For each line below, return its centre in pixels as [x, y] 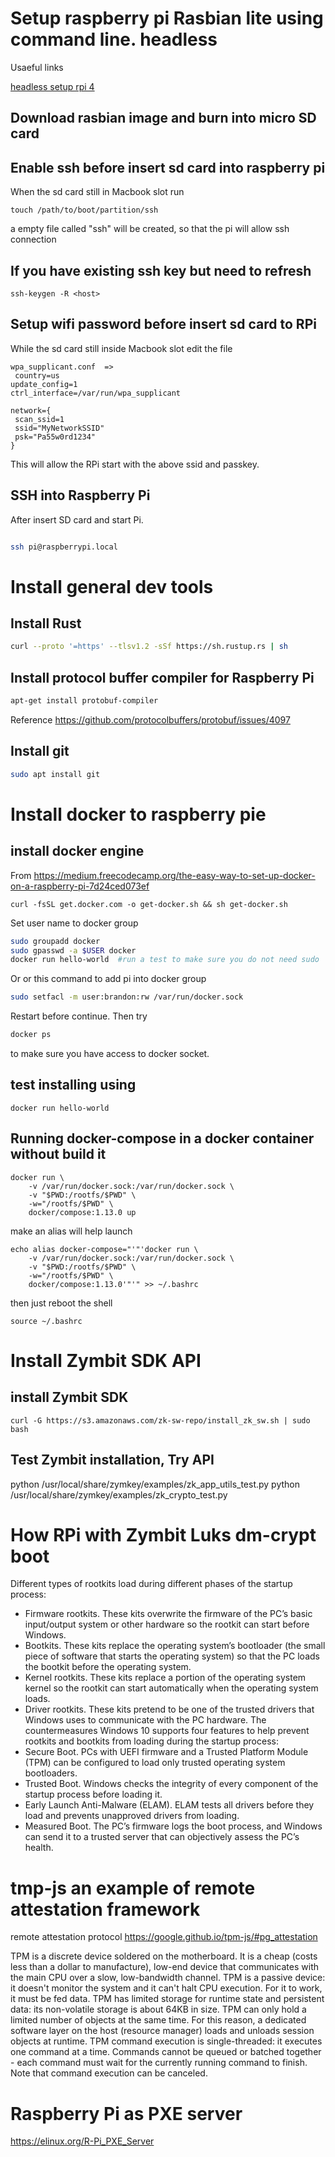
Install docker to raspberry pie [138, 814]
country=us [37, 375]
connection [33, 239]
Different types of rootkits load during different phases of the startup [151, 1584]
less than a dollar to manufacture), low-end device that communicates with [164, 1967]
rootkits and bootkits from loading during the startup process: [151, 1741]
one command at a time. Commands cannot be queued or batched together [166, 2052]
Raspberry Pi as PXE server [126, 2113]
